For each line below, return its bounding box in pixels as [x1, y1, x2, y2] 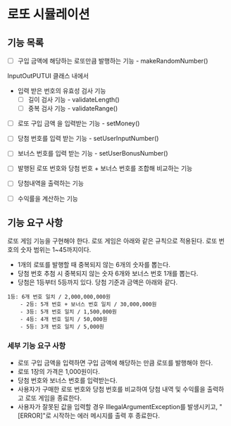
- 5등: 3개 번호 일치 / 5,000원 [20, 323, 104, 331]
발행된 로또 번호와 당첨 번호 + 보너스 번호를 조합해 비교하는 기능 [17, 164, 193, 173]
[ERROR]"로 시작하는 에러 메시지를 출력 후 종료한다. [17, 411, 161, 420]
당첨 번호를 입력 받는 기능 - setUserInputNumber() [17, 134, 159, 143]
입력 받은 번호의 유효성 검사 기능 [17, 87, 106, 95]
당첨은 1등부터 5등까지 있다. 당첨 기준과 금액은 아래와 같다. [17, 278, 178, 287]
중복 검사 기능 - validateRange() [27, 104, 118, 113]
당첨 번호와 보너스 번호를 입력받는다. [17, 376, 118, 384]
